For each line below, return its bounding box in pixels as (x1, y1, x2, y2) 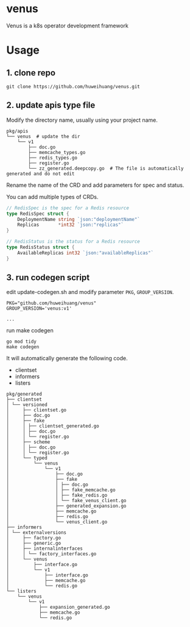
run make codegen (6, 327, 54, 334)
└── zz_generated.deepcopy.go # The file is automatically (28, 165, 184, 172)
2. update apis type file (6, 100, 96, 111)
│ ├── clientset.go (6, 407, 67, 413)
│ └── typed (6, 455, 47, 461)
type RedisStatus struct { (6, 244, 75, 250)
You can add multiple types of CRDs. (6, 193, 99, 200)
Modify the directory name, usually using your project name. (6, 116, 158, 124)
